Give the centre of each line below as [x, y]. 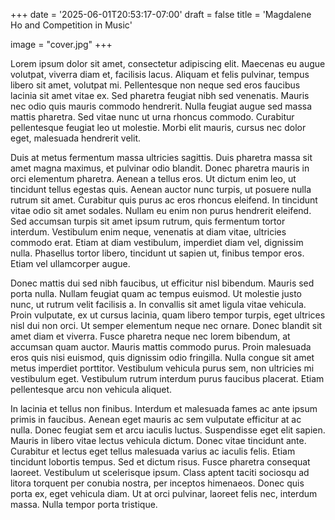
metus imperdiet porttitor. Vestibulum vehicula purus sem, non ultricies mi [162, 368]
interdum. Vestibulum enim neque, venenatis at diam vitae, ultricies [148, 232]
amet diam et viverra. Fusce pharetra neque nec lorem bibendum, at [150, 336]
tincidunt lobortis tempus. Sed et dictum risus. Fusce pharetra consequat [160, 462]
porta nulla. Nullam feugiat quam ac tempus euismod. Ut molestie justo [156, 293]
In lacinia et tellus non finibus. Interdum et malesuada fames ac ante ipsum [164, 408]
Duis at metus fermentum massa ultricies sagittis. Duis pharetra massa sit [161, 157]
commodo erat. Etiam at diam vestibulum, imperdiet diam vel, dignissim [157, 242]
